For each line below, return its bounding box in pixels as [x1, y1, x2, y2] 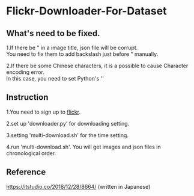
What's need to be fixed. [6, 28, 100, 38]
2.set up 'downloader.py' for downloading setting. [6, 120, 130, 127]
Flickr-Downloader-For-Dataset [6, 4, 167, 18]
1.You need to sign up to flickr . [6, 108, 81, 115]
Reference [6, 167, 46, 177]
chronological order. [6, 149, 56, 157]
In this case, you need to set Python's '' [6, 75, 104, 82]
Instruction [6, 92, 49, 103]
